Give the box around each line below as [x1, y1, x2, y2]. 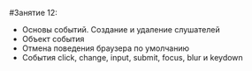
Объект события [21, 34, 85, 44]
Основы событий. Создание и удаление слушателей [21, 25, 220, 34]
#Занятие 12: [9, 8, 57, 18]
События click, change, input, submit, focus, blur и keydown [21, 53, 243, 62]
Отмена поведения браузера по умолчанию [21, 43, 190, 53]
